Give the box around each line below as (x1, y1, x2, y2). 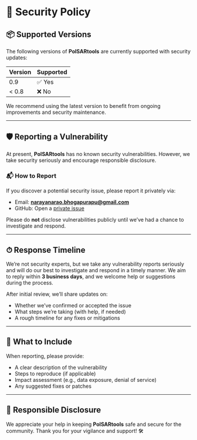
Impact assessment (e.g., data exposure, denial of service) (14, 376, 157, 383)
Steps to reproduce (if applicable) (14, 370, 96, 377)
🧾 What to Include (6, 337, 72, 347)
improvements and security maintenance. (6, 109, 107, 116)
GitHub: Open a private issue (14, 205, 85, 212)
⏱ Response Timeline (6, 245, 86, 255)
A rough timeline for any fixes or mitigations (14, 314, 120, 321)
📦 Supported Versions (6, 29, 92, 39)
